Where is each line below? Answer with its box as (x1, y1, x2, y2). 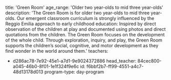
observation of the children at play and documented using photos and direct (5, 26, 166, 32)
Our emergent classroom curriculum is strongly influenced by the (16, 15, 155, 21)
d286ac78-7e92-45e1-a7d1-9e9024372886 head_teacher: (12, 58, 137, 64)
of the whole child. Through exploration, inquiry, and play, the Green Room (5, 37, 163, 43)
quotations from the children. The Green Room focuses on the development (5, 32, 165, 37)
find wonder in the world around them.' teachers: (5, 48, 109, 54)
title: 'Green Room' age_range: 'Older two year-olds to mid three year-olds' (5, 5, 163, 10)
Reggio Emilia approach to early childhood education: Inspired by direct (5, 21, 156, 27)
